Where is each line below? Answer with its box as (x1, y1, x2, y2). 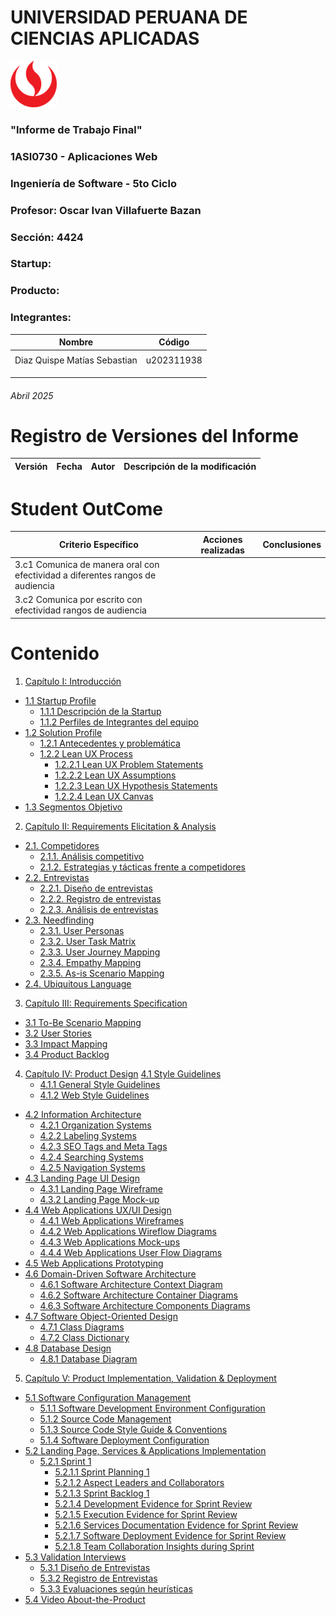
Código (158, 336, 190, 348)
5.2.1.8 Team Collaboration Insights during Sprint (54, 1540, 255, 1552)
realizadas (200, 544, 245, 556)
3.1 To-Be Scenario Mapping (24, 1016, 142, 1028)
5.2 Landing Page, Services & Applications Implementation (24, 1444, 267, 1456)
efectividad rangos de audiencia (14, 604, 147, 616)
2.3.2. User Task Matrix (39, 935, 137, 947)
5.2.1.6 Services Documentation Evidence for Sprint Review (54, 1519, 299, 1531)
